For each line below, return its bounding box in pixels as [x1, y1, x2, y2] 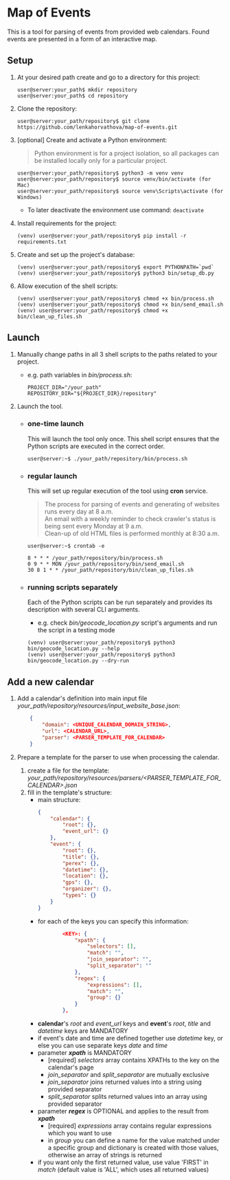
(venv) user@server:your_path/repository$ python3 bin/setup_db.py [16, 269, 214, 276]
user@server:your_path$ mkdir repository [16, 86, 137, 93]
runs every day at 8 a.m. [44, 507, 113, 516]
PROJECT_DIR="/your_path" [27, 383, 102, 391]
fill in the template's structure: [27, 788, 112, 797]
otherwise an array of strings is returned [47, 1151, 163, 1159]
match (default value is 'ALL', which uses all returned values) [37, 1166, 209, 1174]
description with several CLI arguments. [27, 605, 140, 614]
